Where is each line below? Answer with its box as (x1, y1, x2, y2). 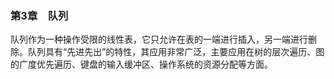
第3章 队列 (10, 8, 69, 22)
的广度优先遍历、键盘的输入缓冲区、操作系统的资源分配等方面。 (10, 58, 273, 71)
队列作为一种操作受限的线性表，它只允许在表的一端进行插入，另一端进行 (10, 33, 308, 46)
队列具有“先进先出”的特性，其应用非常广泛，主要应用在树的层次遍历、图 (27, 46, 325, 58)
